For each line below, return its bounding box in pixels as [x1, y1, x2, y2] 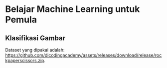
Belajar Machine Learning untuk [5, 3, 140, 15]
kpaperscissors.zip [5, 58, 44, 63]
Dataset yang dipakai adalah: [5, 47, 65, 53]
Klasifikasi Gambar [5, 34, 66, 42]
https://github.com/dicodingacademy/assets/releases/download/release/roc [5, 52, 162, 58]
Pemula [5, 14, 37, 25]
